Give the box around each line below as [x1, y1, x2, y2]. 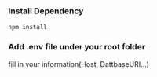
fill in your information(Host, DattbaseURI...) [8, 59, 149, 68]
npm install [8, 24, 47, 31]
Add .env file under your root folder [8, 42, 146, 53]
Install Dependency [8, 5, 84, 16]
